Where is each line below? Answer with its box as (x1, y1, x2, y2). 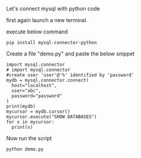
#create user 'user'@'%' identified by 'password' (6, 72, 134, 78)
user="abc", (11, 88, 42, 94)
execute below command (6, 28, 68, 35)
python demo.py (6, 146, 44, 152)
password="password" (11, 93, 62, 99)
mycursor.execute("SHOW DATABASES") (6, 114, 97, 120)
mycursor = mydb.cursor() (6, 109, 70, 114)
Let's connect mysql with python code (6, 5, 100, 12)
